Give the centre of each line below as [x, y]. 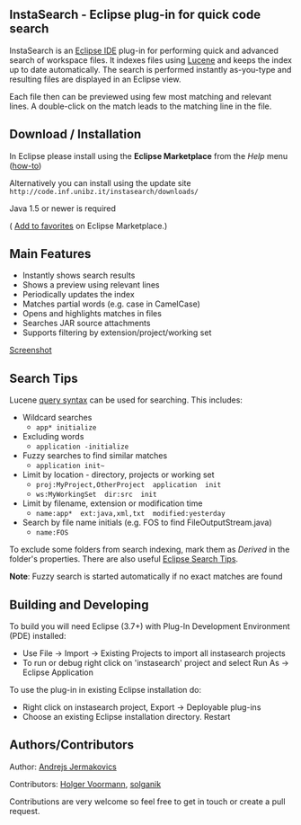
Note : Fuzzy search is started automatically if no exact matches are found [146, 577]
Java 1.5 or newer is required [63, 208]
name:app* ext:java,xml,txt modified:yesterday [131, 514]
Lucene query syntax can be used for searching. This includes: [126, 400]
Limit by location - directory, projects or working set [118, 475]
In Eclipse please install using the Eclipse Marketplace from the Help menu [149, 155]
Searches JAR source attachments [86, 324]
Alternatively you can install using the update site [100, 182]
